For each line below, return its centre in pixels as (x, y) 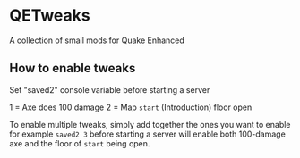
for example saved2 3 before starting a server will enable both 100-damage (148, 134)
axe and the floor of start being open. (80, 143)
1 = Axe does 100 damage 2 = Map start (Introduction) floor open (131, 107)
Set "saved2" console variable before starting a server (110, 89)
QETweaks (50, 16)
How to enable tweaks (73, 68)
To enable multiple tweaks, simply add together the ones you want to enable (150, 124)
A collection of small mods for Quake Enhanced (97, 40)
